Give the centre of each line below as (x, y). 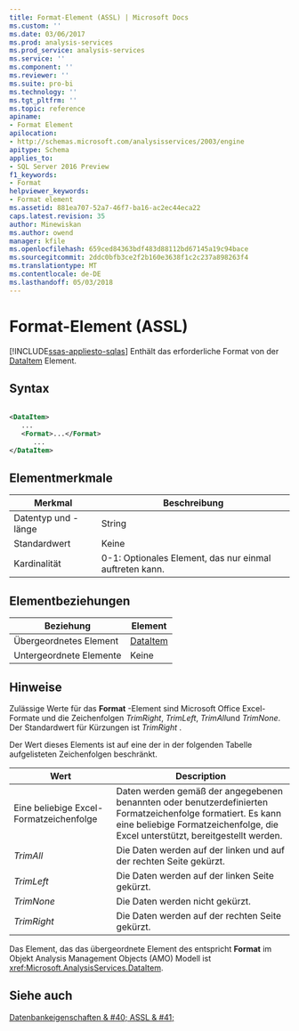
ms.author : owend (41, 232)
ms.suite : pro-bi (41, 84)
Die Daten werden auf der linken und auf (200, 850)
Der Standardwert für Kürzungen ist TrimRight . (96, 727)
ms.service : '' (37, 59)
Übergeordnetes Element (66, 641)
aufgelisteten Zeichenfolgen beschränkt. (83, 754)
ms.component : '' (41, 68)
